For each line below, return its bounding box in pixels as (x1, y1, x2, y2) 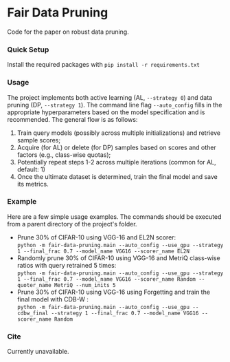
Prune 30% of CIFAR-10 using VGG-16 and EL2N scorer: (16, 233, 176, 242)
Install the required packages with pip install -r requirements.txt (7, 61, 200, 69)
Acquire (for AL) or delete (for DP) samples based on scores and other (16, 143, 216, 151)
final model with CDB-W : (16, 295, 89, 304)
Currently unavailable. (7, 348, 69, 356)
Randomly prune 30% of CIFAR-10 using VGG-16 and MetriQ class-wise (16, 253, 221, 262)
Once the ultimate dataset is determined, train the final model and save (16, 172, 218, 180)
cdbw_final (16, 310, 49, 317)
